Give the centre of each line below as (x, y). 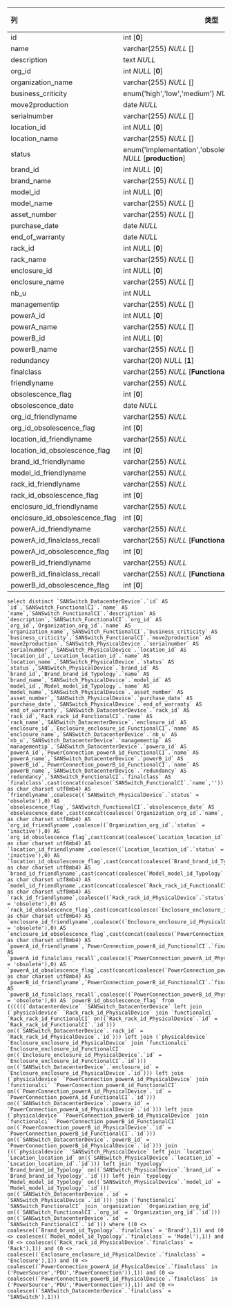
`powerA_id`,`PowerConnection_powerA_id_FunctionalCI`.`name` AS (103, 753)
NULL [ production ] (154, 158)
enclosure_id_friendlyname (55, 506)
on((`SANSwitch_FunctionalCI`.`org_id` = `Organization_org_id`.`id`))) (114, 1212)
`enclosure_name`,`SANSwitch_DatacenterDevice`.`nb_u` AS (92, 735)
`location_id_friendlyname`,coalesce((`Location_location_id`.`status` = (116, 849)
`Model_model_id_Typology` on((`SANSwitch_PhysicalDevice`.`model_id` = (114, 1182)
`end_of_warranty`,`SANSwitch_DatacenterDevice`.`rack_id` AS (98, 711)
